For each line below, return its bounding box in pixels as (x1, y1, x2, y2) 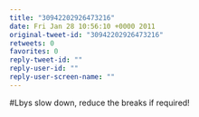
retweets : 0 (9, 38, 54, 48)
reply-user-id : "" (9, 64, 79, 73)
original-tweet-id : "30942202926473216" (9, 30, 165, 39)
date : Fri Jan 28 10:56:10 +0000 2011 (9, 22, 156, 31)
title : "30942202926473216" (9, 13, 116, 23)
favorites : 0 (9, 47, 59, 56)
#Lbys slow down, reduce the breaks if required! (9, 97, 190, 108)
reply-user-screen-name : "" (9, 73, 116, 82)
